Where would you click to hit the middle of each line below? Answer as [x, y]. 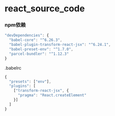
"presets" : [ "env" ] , [30, 81]
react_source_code [45, 9]
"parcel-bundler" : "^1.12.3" [39, 54]
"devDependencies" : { [27, 36]
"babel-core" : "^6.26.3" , [36, 40]
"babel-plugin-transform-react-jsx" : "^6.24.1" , [60, 45]
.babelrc [13, 68]
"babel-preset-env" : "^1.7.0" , [41, 49]
